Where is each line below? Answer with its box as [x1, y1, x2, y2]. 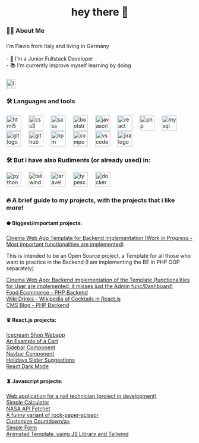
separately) [6, 264, 34, 272]
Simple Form [6, 424, 37, 431]
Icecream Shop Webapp [6, 331, 65, 338]
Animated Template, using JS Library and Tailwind [6, 430, 129, 437]
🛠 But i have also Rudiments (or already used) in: [6, 156, 151, 164]
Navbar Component [6, 350, 55, 357]
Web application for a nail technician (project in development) [6, 392, 157, 400]
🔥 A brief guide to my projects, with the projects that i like [6, 196, 175, 204]
